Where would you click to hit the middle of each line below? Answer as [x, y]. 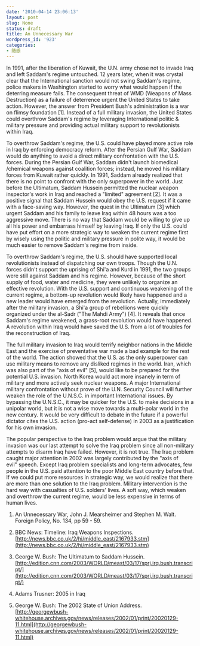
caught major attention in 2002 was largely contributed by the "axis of [93, 458]
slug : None [20, 23]
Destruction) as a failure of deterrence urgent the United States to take [93, 99]
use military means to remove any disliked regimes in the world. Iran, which [99, 364]
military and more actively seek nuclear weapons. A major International [93, 383]
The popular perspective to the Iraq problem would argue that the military [96, 439]
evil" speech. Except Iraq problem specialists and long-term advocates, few [99, 464]
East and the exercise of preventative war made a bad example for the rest [98, 351]
